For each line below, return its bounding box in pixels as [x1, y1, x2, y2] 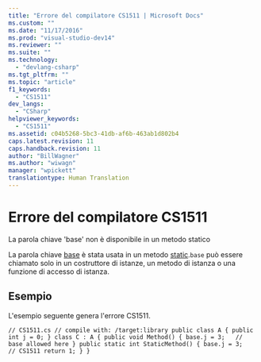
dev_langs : [8, 100, 44, 108]
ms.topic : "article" [8, 78, 77, 86]
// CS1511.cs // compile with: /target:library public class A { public [8, 326, 254, 334]
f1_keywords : [8, 85, 52, 94]
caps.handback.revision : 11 [8, 144, 102, 152]
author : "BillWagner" [8, 152, 80, 160]
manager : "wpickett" [8, 167, 77, 175]
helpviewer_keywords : [8, 115, 80, 123]
